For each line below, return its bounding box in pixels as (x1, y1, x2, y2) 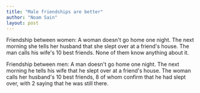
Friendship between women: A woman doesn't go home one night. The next (6, 37, 194, 44)
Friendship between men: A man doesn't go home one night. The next (6, 61, 180, 68)
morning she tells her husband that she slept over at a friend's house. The (6, 43, 189, 50)
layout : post (6, 20, 39, 26)
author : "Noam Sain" (6, 14, 58, 20)
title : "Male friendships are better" (6, 8, 103, 15)
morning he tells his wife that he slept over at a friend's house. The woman (6, 67, 191, 74)
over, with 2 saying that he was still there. (6, 80, 109, 87)
